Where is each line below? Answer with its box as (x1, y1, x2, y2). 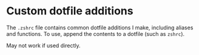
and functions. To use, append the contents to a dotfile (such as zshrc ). (6, 30, 185, 37)
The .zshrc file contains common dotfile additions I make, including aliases (6, 24, 194, 31)
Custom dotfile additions (6, 4, 133, 18)
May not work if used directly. (6, 42, 81, 49)
